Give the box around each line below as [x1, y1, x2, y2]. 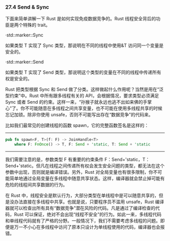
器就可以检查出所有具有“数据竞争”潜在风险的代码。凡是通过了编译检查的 [5, 205, 156, 211]
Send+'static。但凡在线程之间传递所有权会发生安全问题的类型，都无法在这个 [5, 163, 165, 169]
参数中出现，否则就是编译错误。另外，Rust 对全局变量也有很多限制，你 [5, 169, 153, 175]
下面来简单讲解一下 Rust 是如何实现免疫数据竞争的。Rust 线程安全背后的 [5, 16, 156, 22]
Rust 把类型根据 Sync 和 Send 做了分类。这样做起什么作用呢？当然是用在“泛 [5, 86, 164, 92]
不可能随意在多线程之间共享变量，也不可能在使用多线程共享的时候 [25, 105, 163, 112]
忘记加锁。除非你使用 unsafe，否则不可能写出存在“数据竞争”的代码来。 [5, 112, 153, 118]
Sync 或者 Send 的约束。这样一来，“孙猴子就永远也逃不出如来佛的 [5, 99, 143, 105]
